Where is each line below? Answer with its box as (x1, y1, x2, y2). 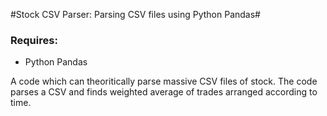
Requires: (10, 33, 58, 47)
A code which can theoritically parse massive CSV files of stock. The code (10, 75, 318, 88)
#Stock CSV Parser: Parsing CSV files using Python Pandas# (10, 9, 261, 20)
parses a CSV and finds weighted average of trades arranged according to (10, 86, 318, 98)
